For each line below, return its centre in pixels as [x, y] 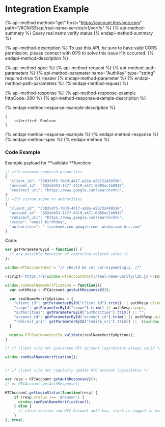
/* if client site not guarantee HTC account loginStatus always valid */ [83, 348]
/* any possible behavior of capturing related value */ [69, 254]
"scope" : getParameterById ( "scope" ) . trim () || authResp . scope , [80, 308]
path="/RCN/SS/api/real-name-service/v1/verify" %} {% [62, 27]
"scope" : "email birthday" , [38, 222]
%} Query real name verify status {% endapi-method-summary [89, 33]
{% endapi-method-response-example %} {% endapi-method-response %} [82, 134]
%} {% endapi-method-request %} [93, 83]
